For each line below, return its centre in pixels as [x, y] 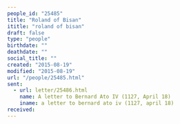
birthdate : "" [28, 45]
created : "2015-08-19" [40, 65]
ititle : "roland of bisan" [46, 26]
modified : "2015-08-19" [41, 71]
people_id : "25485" [35, 13]
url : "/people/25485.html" [46, 77]
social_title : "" [32, 59]
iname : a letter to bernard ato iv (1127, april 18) [97, 103]
